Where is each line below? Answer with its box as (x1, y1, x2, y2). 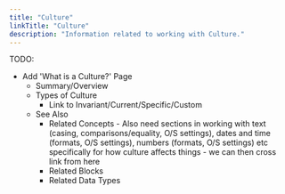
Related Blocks (48, 166, 104, 176)
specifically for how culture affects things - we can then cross (48, 147, 277, 158)
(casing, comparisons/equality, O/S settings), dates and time (48, 128, 272, 139)
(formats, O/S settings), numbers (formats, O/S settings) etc (48, 137, 269, 148)
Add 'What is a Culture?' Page (21, 71, 133, 82)
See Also (35, 109, 69, 120)
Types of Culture (35, 90, 98, 101)
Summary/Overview (35, 81, 109, 92)
